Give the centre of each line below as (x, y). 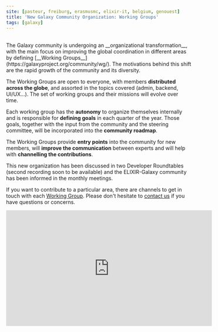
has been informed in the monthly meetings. (60, 178)
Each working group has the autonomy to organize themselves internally (94, 112)
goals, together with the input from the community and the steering (87, 125)
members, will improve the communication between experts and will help (96, 148)
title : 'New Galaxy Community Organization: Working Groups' (83, 17)
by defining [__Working (34, 58)
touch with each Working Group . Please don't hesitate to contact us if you (95, 196)
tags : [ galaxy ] (25, 22)
